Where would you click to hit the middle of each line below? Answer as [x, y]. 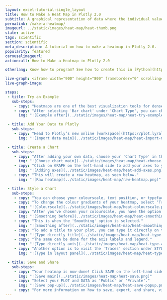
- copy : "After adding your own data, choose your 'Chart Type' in [85, 156]
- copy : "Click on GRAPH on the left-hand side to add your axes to [86, 166]
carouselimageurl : [24, 56]
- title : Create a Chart [33, 147]
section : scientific [27, 42]
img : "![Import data [40, 138]
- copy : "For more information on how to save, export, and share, [85, 290]
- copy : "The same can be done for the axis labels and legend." [83, 239]
